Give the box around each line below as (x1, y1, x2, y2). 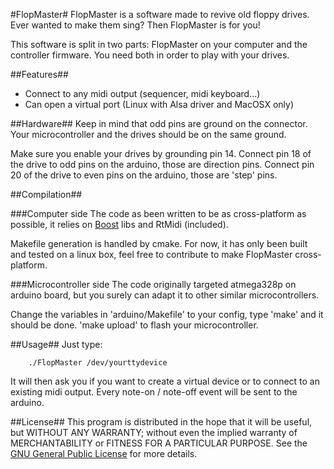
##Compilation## (10, 189, 83, 200)
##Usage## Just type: (10, 339, 103, 350)
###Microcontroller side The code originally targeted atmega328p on (10, 279, 297, 290)
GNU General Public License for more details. (10, 448, 198, 459)
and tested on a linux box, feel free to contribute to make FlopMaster (10, 249, 293, 260)
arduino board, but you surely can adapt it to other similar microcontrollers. (10, 289, 320, 301)
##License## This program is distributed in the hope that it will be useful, (10, 416, 313, 428)
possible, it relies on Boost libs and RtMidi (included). (10, 219, 229, 230)
